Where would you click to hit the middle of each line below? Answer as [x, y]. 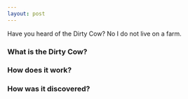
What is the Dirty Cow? [47, 52]
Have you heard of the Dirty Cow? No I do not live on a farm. [95, 33]
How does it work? [40, 70]
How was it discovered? [49, 89]
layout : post [26, 14]
